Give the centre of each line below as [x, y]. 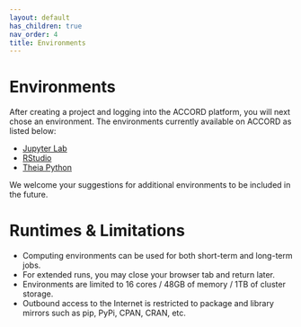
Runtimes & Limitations [97, 231]
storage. [38, 294]
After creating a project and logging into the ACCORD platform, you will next [150, 112]
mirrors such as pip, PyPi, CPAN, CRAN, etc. [104, 313]
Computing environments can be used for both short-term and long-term [157, 256]
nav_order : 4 [34, 34]
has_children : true [46, 26]
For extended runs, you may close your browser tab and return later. [149, 275]
